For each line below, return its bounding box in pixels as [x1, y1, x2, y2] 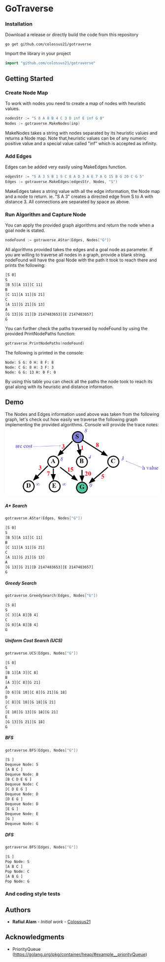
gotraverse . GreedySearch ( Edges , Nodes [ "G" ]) [5, 593, 98, 598]
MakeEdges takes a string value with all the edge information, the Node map [5, 188, 160, 194]
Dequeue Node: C [5, 782, 38, 787]
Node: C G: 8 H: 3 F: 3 [5, 365, 54, 370]
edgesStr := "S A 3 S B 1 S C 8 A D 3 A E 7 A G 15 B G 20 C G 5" [5, 174, 144, 179]
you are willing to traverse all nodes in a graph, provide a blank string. [5, 252, 146, 258]
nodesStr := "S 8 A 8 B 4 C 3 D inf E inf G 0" [5, 116, 105, 121]
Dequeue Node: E [5, 812, 38, 816]
